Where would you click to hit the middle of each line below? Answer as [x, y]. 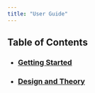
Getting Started [45, 62]
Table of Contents [48, 43]
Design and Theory [51, 81]
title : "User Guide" [38, 14]
